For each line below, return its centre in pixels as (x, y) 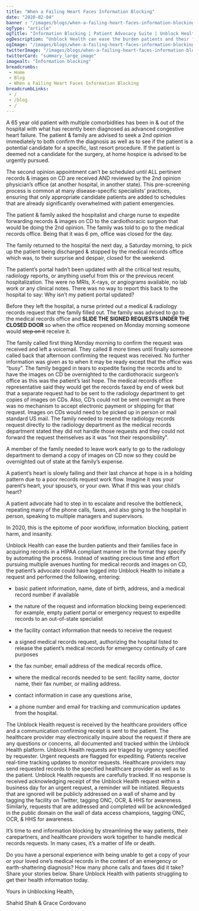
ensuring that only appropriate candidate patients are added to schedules (96, 197)
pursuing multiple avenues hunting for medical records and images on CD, (97, 564)
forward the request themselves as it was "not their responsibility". (87, 437)
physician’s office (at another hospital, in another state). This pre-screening (98, 184)
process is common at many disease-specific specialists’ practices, (89, 191)
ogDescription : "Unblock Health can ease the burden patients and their (98, 39)
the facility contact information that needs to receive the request (93, 630)
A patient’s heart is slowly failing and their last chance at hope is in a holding (99, 473)
